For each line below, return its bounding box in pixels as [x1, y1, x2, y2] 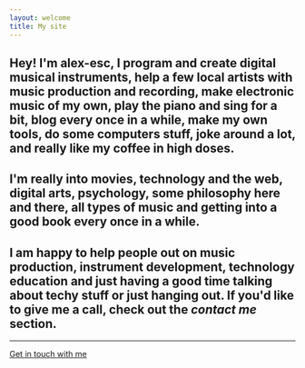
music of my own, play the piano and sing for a [9, 97, 278, 114]
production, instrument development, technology [9, 259, 295, 274]
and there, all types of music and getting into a [9, 200, 278, 215]
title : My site [9, 22, 67, 31]
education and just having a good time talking [9, 274, 273, 289]
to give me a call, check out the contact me [9, 302, 257, 317]
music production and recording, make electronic [9, 84, 295, 99]
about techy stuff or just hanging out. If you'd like [9, 287, 295, 303]
